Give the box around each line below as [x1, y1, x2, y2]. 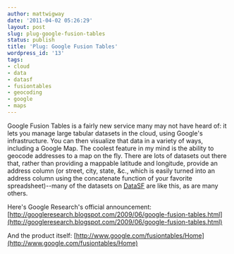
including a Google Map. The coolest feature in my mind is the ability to [7, 144, 214, 152]
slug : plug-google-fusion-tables [7, 30, 106, 37]
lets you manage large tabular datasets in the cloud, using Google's [7, 128, 203, 138]
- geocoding [7, 89, 42, 96]
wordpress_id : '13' [7, 50, 65, 57]
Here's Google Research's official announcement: [7, 202, 152, 211]
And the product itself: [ [7, 231, 76, 240]
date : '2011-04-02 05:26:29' [7, 17, 93, 24]
